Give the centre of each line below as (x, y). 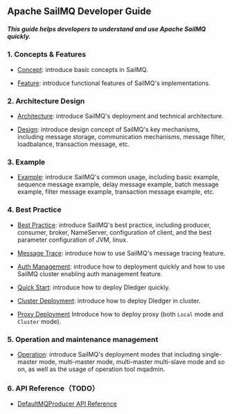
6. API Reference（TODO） (53, 388)
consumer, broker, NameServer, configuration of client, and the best (114, 232)
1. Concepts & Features (47, 55)
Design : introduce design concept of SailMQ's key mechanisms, (108, 129)
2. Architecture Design (46, 101)
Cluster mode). (39, 321)
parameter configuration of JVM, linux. (72, 240)
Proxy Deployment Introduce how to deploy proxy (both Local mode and (120, 314)
